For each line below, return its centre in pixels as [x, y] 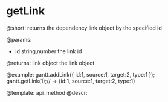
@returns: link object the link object [50, 63]
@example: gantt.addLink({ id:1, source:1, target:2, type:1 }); [81, 74]
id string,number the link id [48, 51]
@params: [19, 39]
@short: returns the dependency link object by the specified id [84, 28]
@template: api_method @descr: [47, 92]
